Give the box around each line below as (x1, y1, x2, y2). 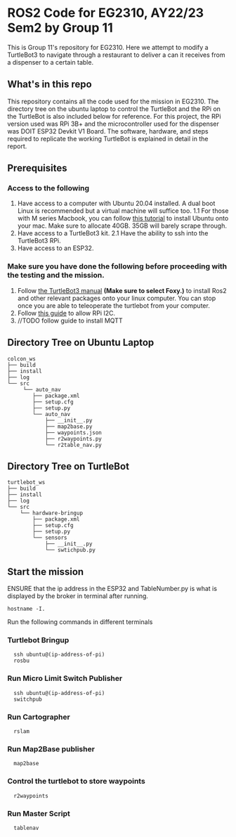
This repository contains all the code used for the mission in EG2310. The (7, 97, 219, 105)
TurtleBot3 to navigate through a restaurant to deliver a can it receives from (7, 51, 225, 59)
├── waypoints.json (44, 429, 102, 436)
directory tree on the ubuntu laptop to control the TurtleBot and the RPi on (7, 104, 221, 113)
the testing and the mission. (7, 271, 105, 280)
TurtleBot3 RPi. (17, 237, 61, 245)
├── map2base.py (44, 423, 93, 430)
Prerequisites (7, 162, 67, 174)
